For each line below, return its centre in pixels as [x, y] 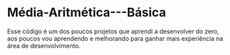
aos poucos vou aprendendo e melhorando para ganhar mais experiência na [115, 38]
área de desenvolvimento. [44, 45]
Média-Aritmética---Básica [87, 13]
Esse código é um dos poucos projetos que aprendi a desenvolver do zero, [113, 31]
